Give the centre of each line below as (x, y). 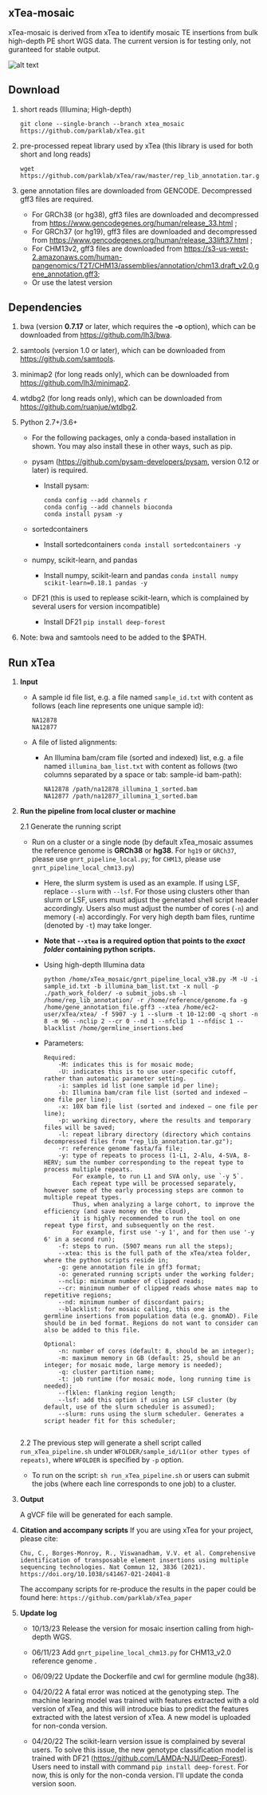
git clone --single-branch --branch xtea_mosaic (102, 124)
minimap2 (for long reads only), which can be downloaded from (124, 374)
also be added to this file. (92, 1330)
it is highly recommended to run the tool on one (156, 1218)
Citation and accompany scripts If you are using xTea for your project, (136, 1530)
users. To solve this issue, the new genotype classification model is (142, 1750)
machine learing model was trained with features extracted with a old (145, 1701)
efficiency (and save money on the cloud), (117, 1212)
